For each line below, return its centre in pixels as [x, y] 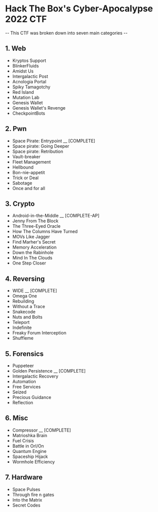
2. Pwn [16, 129]
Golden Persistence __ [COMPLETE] [49, 371]
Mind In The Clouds [32, 258]
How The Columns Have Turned [45, 232]
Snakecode [24, 312]
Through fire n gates [33, 495]
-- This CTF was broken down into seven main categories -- [66, 33]
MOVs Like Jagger [31, 237]
